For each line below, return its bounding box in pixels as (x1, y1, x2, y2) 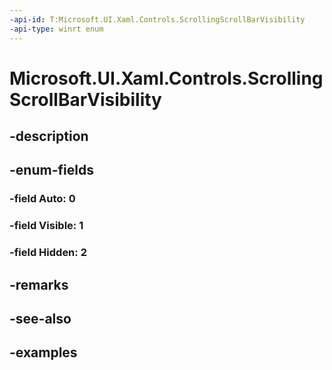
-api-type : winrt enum (9, 24, 104, 34)
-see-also (9, 311, 72, 328)
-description (9, 128, 89, 145)
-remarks (9, 276, 69, 293)
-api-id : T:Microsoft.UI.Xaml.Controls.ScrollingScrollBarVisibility (9, 14, 306, 25)
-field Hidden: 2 (9, 246, 87, 260)
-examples (9, 344, 78, 361)
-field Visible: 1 (9, 219, 84, 233)
